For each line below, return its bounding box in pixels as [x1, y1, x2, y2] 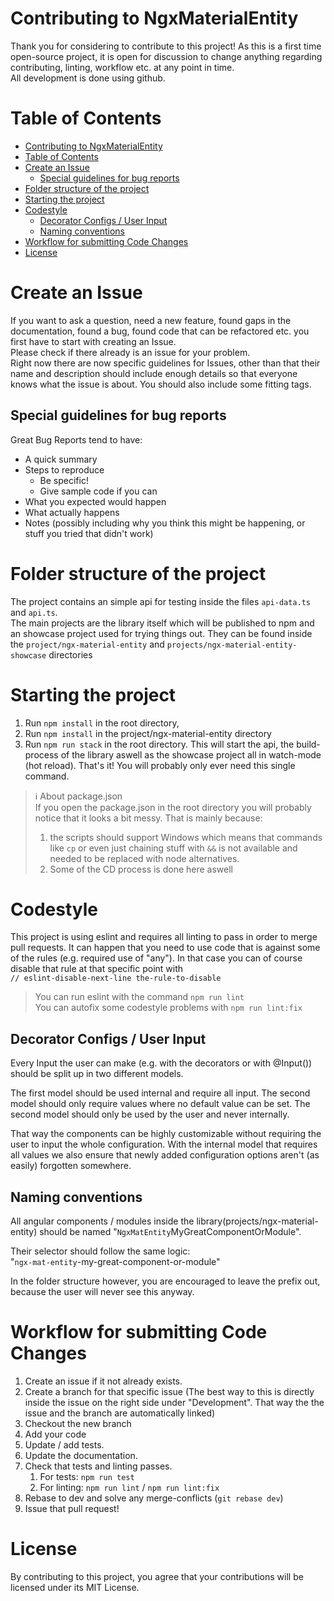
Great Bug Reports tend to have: [10, 433, 143, 446]
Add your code [24, 1428, 87, 1440]
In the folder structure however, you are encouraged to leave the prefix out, [10, 1275, 321, 1287]
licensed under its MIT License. [10, 1581, 140, 1593]
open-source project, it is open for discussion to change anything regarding [10, 50, 323, 62]
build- [296, 738, 321, 750]
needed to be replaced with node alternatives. [49, 852, 240, 864]
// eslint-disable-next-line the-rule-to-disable [10, 973, 222, 984]
